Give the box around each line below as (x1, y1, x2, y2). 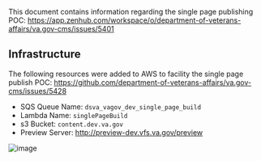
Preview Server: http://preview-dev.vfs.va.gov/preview (19, 127, 203, 137)
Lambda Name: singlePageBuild (19, 110, 128, 120)
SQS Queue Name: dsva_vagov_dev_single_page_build (19, 101, 201, 112)
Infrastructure (8, 48, 81, 61)
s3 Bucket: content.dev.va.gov (19, 119, 124, 129)
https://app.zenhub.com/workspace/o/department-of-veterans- (27, 15, 242, 25)
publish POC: (8, 77, 53, 87)
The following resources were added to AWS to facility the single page (8, 69, 244, 78)
